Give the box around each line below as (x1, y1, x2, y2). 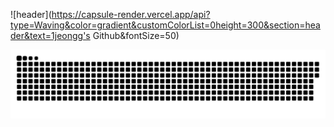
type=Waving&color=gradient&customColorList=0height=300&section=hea (10, 19, 321, 31)
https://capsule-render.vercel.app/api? (51, 9, 211, 20)
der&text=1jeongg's (10, 30, 91, 41)
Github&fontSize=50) (92, 30, 180, 41)
